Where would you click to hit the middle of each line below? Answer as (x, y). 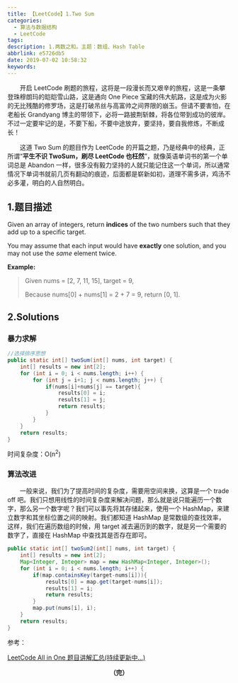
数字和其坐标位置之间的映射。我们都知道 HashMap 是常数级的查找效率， (119, 518)
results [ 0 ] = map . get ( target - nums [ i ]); (104, 582)
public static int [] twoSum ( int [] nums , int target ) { (90, 360)
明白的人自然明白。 (60, 182)
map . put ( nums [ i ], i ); (65, 608)
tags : (15, 40)
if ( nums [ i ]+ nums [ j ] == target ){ (93, 387)
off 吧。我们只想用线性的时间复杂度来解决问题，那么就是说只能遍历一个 (112, 500)
